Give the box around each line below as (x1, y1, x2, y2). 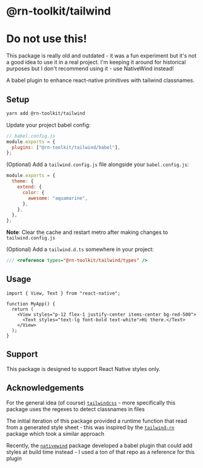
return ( (12, 306, 34, 312)
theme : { (12, 178, 34, 184)
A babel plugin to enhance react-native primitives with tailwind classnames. (6, 77, 195, 84)
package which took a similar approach (6, 430, 105, 437)
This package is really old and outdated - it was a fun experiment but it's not (6, 52, 197, 59)
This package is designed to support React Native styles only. (6, 365, 161, 372)
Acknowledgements (6, 383, 84, 393)
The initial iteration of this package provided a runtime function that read (6, 417, 187, 424)
